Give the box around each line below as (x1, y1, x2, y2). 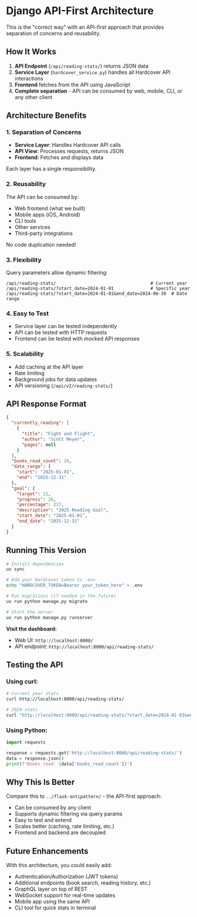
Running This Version (6, 545, 87, 555)
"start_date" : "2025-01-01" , (16, 513, 88, 519)
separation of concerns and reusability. (6, 29, 101, 36)
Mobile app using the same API (14, 898, 90, 905)
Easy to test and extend (14, 817, 72, 824)
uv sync (6, 567, 25, 572)
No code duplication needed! (6, 241, 76, 248)
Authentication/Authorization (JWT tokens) (14, 873, 118, 880)
